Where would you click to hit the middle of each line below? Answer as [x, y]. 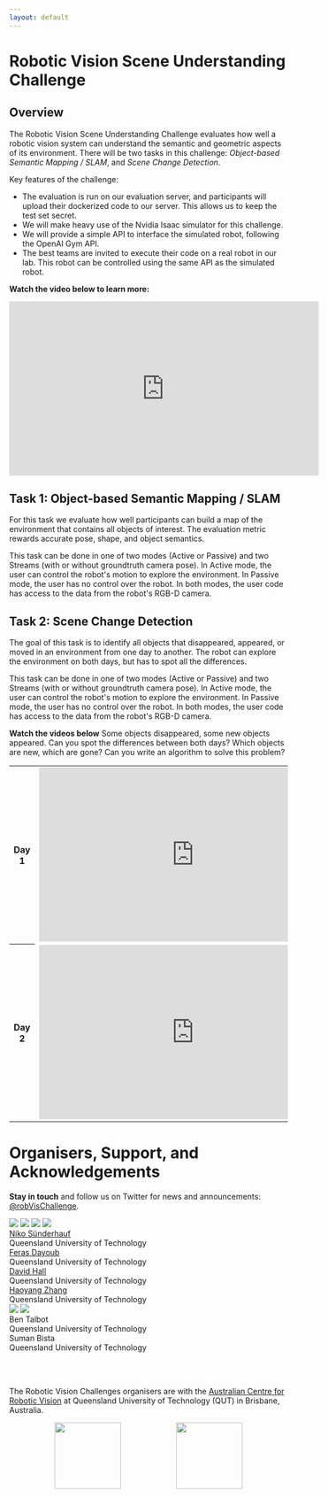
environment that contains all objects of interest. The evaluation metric [138, 529]
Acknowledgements [85, 1172]
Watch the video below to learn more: [80, 289]
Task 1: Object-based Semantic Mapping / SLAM [145, 499]
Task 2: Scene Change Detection [101, 621]
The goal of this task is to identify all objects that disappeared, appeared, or [147, 643]
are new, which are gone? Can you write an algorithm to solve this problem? [147, 753]
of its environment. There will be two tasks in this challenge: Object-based [145, 152]
